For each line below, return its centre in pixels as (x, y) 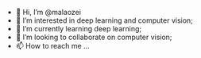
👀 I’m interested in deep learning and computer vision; (104, 20)
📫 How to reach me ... (52, 46)
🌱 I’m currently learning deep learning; (79, 29)
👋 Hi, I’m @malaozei (48, 12)
